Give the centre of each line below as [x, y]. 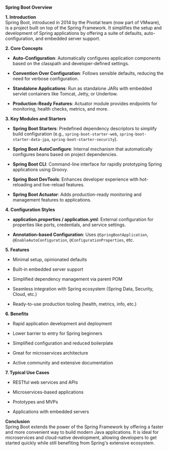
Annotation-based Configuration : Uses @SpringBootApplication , [80, 235]
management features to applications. [52, 200]
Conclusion [18, 421]
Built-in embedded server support [48, 269]
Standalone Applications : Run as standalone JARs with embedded [82, 88]
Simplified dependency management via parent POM [67, 279]
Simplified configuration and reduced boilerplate [63, 343]
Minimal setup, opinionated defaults [50, 259]
